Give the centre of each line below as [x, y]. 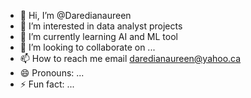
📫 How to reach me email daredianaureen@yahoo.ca [130, 58]
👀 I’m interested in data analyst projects [101, 26]
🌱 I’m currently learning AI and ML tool [98, 36]
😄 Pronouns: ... [52, 73]
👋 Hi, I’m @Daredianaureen [75, 15]
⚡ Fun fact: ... [47, 84]
